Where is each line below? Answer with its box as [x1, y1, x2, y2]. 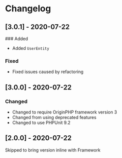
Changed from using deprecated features [12, 114, 97, 120]
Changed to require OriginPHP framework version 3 [12, 109, 117, 115]
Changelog [5, 3, 51, 14]
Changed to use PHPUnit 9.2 [12, 119, 71, 125]
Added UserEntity [12, 45, 49, 51]
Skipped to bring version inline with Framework [5, 147, 101, 153]
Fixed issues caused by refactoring [12, 69, 84, 75]
